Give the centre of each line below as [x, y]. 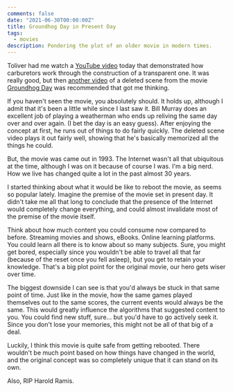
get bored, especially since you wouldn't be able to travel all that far [104, 252]
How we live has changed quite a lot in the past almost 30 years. [100, 173]
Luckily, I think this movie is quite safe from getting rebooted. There [104, 345]
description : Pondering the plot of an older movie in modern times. [110, 46]
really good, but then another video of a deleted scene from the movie [107, 80]
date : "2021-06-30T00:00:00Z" [51, 20]
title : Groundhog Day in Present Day [62, 26]
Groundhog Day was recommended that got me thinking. [88, 88]
